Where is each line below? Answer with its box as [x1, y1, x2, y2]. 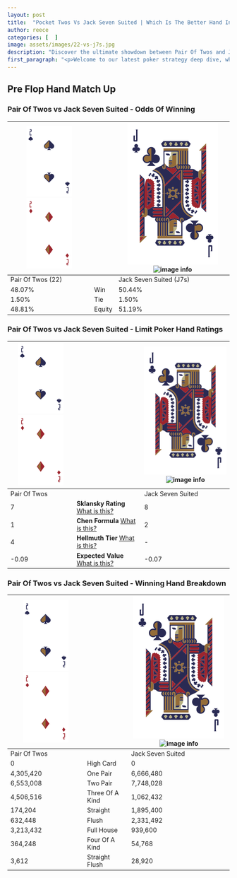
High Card [87, 759, 116, 768]
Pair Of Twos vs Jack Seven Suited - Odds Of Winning [7, 105, 195, 115]
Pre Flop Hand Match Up [7, 83, 116, 95]
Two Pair [87, 778, 113, 788]
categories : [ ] [7, 34, 59, 41]
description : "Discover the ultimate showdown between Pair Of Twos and [7, 49, 226, 56]
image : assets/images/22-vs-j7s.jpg [7, 41, 115, 49]
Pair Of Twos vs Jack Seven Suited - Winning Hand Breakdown [7, 578, 227, 588]
